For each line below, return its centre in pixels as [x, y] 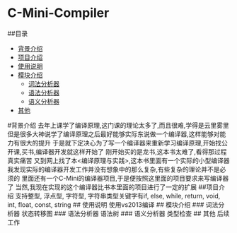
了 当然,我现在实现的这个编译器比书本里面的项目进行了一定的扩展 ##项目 [113, 187]
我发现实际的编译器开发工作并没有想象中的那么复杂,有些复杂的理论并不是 [114, 169]
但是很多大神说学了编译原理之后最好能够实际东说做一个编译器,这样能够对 [114, 134]
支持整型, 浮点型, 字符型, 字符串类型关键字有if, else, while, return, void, [118, 196]
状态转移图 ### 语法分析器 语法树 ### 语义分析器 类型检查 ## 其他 [118, 213]
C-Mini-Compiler [58, 13]
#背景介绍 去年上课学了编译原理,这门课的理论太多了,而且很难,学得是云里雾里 [118, 125]
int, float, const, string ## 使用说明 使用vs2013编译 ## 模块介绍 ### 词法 [113, 204]
